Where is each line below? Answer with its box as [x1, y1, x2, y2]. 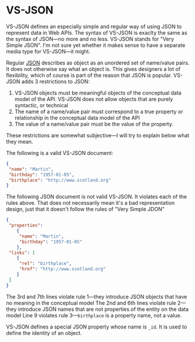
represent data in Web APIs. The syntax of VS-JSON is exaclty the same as [6, 29, 187, 36]
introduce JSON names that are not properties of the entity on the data [18, 306, 189, 313]
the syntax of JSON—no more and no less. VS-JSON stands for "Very [6, 35, 175, 42]
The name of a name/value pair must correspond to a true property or [14, 108, 183, 115]
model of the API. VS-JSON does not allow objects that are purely [14, 95, 173, 103]
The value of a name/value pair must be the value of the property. [14, 120, 174, 127]
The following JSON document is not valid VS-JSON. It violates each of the [6, 193, 187, 200]
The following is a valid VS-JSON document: [6, 149, 113, 156]
